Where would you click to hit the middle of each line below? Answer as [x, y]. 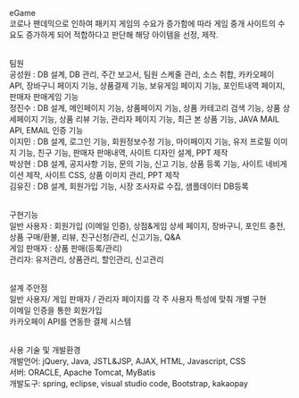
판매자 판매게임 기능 [44, 97]
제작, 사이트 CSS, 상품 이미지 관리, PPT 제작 [103, 175]
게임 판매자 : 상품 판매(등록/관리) [66, 248]
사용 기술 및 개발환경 [45, 350]
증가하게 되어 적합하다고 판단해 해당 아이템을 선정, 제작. [122, 34]
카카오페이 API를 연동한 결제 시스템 [71, 322]
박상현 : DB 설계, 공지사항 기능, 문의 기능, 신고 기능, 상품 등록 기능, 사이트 [137, 164]
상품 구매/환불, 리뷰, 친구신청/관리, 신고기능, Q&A [95, 237]
